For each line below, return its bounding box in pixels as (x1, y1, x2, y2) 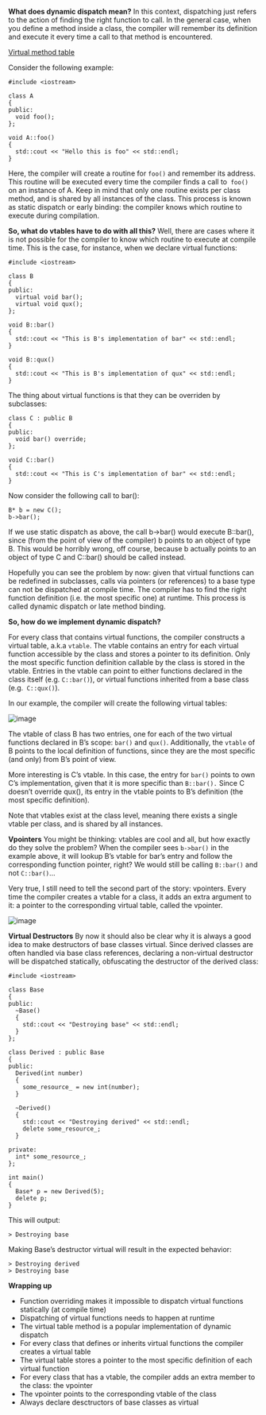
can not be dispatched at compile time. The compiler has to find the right (8, 585, 247, 594)
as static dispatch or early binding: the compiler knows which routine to (8, 203, 242, 211)
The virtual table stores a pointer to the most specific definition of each (19, 1355, 253, 1365)
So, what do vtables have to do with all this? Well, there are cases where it (8, 226, 255, 235)
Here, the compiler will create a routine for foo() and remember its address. (8, 168, 256, 178)
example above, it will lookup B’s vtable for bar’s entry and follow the (8, 852, 233, 860)
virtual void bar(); (15, 293, 83, 301)
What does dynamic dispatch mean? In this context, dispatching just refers (8, 7, 256, 16)
